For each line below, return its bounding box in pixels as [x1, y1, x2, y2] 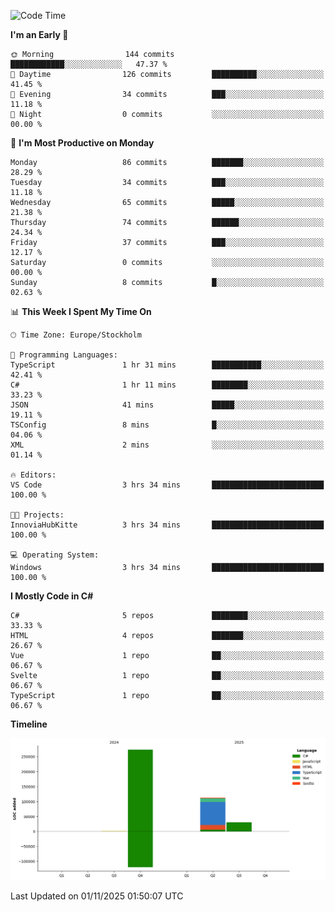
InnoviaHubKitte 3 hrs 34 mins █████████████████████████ [10, 520, 325, 530]
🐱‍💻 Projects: [10, 510, 65, 520]
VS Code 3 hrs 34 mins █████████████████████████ [10, 480, 325, 490]
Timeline [10, 718, 48, 730]
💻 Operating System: [10, 550, 100, 560]
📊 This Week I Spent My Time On [10, 306, 152, 317]
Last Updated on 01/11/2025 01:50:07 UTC [10, 890, 184, 902]
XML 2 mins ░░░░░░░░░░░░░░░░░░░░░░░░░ [10, 440, 325, 450]
